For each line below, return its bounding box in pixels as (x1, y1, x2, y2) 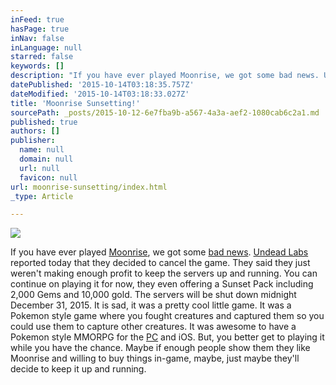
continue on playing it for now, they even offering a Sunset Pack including (10, 278, 314, 290)
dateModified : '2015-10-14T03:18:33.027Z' (10, 89, 190, 99)
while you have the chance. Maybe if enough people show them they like (10, 342, 311, 354)
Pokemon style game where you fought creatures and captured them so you (10, 310, 325, 322)
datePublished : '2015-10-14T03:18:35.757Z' (10, 80, 195, 90)
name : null (19, 145, 65, 155)
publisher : (10, 136, 56, 146)
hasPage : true (10, 24, 70, 34)
